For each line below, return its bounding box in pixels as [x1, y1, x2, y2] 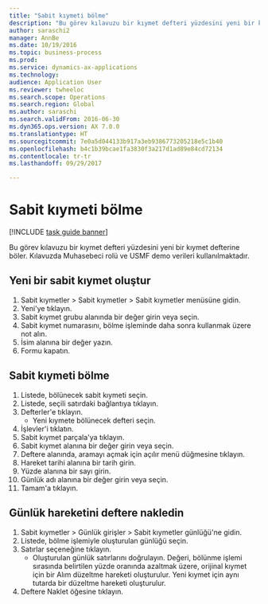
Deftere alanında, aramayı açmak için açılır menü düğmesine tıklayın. [20, 449, 246, 458]
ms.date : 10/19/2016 [9, 41, 78, 49]
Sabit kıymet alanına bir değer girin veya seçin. [20, 441, 174, 450]
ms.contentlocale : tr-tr [9, 152, 91, 160]
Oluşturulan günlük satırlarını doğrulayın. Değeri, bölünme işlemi [32, 552, 243, 562]
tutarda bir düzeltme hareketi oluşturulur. [32, 578, 166, 587]
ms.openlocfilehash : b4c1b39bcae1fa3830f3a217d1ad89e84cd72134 [9, 145, 223, 153]
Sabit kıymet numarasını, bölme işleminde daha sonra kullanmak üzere [20, 320, 251, 330]
